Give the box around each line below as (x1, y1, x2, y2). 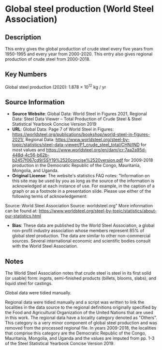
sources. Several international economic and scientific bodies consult (12, 238, 151, 244)
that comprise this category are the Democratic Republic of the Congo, (5, 330, 147, 336)
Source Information (5, 98, 65, 106)
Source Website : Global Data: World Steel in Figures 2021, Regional (12, 111, 147, 117)
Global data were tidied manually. (5, 290, 72, 296)
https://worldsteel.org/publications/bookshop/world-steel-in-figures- (12, 132, 150, 137)
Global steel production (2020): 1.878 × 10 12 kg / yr (5, 83, 106, 90)
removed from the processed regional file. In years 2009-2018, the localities (5, 325, 156, 331)
